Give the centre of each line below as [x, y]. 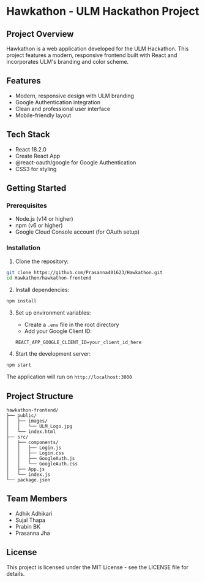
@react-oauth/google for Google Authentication [76, 162]
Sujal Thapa [30, 520]
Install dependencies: [42, 290]
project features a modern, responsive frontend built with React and [92, 55]
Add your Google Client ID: [58, 331]
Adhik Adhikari [34, 513]
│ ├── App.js [26, 469]
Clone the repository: [42, 261]
